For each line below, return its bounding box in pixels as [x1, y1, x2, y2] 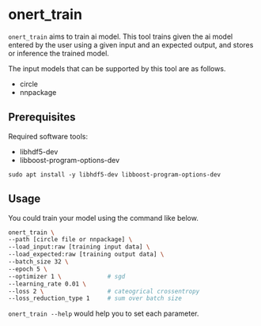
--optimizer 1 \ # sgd [8, 272, 126, 280]
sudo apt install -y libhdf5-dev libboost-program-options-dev [8, 170, 221, 179]
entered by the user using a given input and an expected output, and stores [8, 40, 254, 49]
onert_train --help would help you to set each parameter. [8, 309, 199, 318]
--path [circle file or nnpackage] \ [8, 236, 133, 244]
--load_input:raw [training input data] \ [8, 243, 150, 251]
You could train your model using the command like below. [8, 213, 199, 222]
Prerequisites [8, 111, 76, 124]
